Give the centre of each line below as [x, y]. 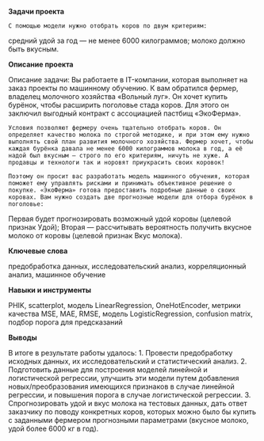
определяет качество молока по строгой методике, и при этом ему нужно [129, 135]
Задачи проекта [36, 11]
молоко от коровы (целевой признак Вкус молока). [96, 236]
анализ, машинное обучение [57, 275]
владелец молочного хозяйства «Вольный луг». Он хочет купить [118, 97]
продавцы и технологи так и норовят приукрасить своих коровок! [117, 162]
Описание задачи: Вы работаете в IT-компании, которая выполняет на [128, 80]
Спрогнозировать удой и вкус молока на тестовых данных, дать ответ [128, 403]
